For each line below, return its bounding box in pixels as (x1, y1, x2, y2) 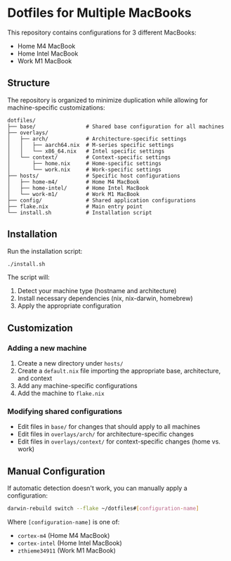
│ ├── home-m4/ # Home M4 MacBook (7, 178, 140, 186)
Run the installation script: (7, 247, 83, 255)
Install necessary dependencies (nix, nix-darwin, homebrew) (17, 294, 193, 303)
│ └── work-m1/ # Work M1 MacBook (7, 191, 140, 198)
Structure (7, 77, 51, 89)
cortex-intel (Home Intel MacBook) (17, 539, 123, 548)
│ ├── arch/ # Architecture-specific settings (7, 135, 187, 142)
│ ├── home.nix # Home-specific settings (7, 160, 161, 167)
